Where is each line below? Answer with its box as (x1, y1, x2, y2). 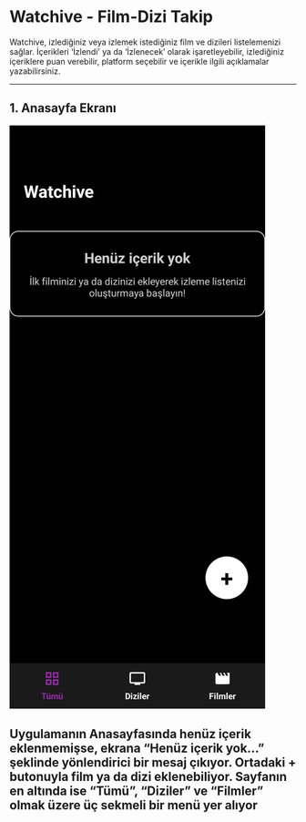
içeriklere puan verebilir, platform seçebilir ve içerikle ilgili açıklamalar (9, 56, 270, 67)
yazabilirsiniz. (9, 66, 61, 77)
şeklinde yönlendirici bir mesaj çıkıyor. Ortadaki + (9, 755, 297, 771)
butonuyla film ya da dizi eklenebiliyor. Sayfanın (9, 769, 288, 785)
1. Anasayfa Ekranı (9, 100, 117, 116)
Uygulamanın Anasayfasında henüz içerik (9, 726, 252, 742)
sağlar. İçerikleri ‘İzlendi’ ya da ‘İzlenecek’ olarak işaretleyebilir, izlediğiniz (9, 46, 285, 57)
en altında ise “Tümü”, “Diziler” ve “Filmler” (9, 784, 264, 799)
